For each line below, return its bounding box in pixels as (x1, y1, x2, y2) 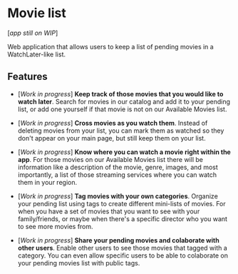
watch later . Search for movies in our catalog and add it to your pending (17, 97, 230, 106)
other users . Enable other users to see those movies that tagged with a (17, 243, 228, 252)
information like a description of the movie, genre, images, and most (17, 163, 219, 171)
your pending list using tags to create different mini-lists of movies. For (17, 199, 226, 208)
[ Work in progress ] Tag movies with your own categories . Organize (17, 191, 219, 201)
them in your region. (17, 178, 77, 186)
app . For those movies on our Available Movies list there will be (17, 155, 203, 163)
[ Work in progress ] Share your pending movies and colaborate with (17, 235, 219, 244)
